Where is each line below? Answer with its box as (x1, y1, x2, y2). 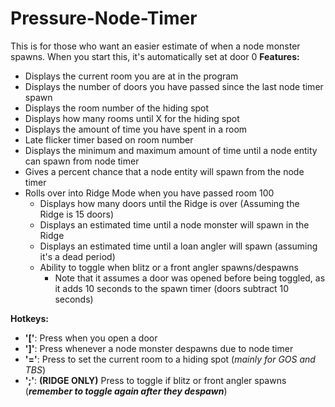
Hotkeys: (10, 312, 50, 324)
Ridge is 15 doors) (39, 208, 115, 220)
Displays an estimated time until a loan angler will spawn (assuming (39, 240, 318, 252)
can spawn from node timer (24, 155, 140, 167)
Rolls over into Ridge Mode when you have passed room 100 (24, 187, 275, 199)
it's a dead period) (39, 250, 116, 262)
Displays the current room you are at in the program (24, 70, 239, 82)
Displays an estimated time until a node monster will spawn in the (39, 218, 310, 231)
